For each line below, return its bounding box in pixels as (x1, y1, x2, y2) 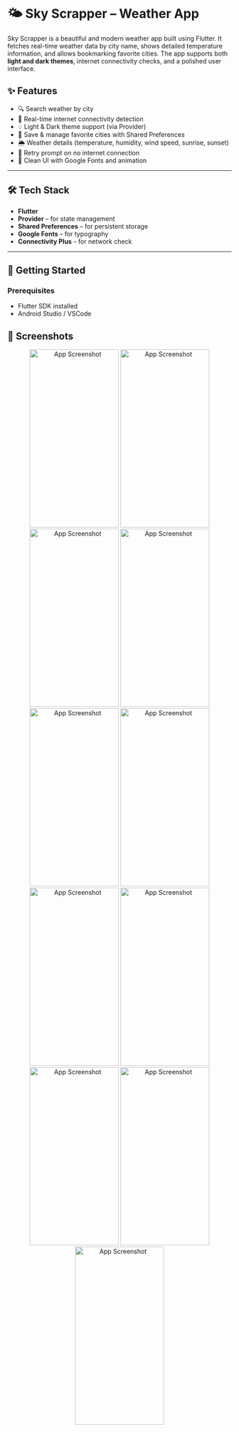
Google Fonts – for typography (17, 229, 109, 238)
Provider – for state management (17, 214, 115, 223)
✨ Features (7, 85, 58, 97)
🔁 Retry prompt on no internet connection (17, 148, 140, 157)
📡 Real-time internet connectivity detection (17, 115, 144, 123)
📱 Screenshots (7, 330, 74, 342)
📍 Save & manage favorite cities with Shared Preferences (17, 130, 185, 139)
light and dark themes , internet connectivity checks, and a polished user (7, 56, 222, 65)
